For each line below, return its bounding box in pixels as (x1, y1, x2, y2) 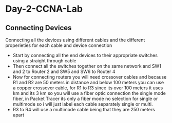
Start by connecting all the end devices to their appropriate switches (12, 52, 158, 58)
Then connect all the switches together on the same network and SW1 (12, 63, 162, 69)
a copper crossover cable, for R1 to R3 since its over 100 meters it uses (12, 85, 163, 91)
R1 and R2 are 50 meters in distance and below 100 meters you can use (12, 80, 164, 85)
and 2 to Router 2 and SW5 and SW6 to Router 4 (12, 68, 116, 75)
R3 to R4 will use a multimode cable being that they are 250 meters (12, 107, 155, 112)
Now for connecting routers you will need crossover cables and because (12, 74, 167, 80)
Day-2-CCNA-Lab (5, 3, 83, 15)
